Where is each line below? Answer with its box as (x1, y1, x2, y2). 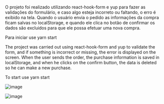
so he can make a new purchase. (5, 65, 72, 71)
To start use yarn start (5, 75, 50, 80)
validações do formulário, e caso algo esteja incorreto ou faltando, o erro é (5, 9, 156, 15)
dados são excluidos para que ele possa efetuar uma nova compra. (5, 25, 141, 31)
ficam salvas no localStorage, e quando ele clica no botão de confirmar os (5, 20, 155, 26)
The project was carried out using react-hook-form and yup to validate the (5, 44, 155, 50)
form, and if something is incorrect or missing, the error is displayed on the (5, 49, 156, 55)
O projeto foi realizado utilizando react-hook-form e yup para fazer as (5, 4, 146, 10)
